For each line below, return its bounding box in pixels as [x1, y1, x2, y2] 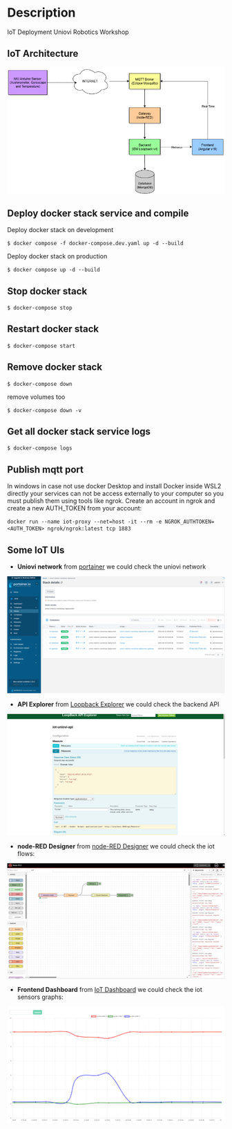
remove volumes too [7, 393, 66, 401]
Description [7, 5, 76, 21]
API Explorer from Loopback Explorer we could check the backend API [17, 700, 220, 708]
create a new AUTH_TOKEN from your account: [7, 504, 142, 513]
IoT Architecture [7, 48, 79, 60]
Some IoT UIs [7, 544, 65, 555]
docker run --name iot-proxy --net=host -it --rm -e [7, 518, 162, 526]
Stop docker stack [7, 285, 88, 297]
